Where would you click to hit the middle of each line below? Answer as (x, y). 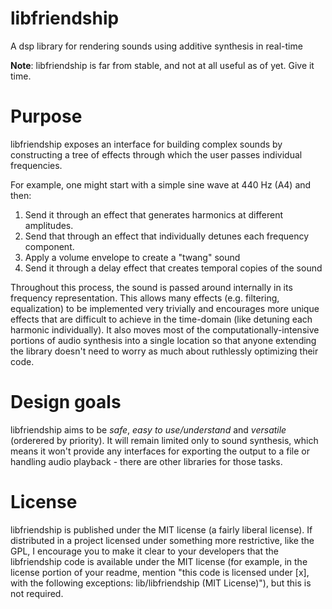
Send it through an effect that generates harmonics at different (154, 214)
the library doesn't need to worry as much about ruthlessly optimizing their (164, 351)
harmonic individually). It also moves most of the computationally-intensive (165, 329)
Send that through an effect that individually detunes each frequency (167, 236)
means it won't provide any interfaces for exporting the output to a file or (160, 451)
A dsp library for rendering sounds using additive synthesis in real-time (156, 46)
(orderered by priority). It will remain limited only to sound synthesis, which (164, 440)
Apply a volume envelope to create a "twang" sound (132, 257)
